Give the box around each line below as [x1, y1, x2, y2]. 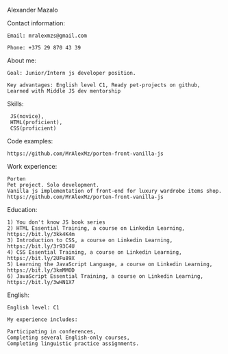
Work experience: [7, 163, 58, 170]
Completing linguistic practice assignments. [7, 340, 139, 347]
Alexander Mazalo [7, 6, 58, 14]
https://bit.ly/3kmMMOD [7, 267, 75, 274]
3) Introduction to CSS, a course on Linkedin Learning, [7, 237, 173, 244]
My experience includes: [7, 316, 78, 323]
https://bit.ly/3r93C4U [7, 243, 75, 250]
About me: [7, 56, 36, 64]
